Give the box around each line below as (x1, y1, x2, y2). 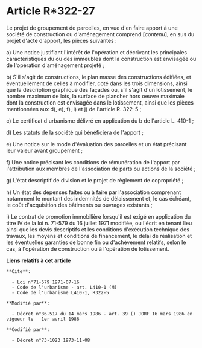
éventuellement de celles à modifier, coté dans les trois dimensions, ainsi (6, 80, 188, 87)
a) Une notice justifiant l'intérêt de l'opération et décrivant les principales (6, 48, 188, 56)
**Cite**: (6, 268, 31, 274)
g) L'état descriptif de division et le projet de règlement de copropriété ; (6, 176, 184, 184)
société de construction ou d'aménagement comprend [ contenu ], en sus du (6, 30, 195, 37)
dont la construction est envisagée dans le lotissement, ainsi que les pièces (6, 98, 194, 106)
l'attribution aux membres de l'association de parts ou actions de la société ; (6, 165, 196, 172)
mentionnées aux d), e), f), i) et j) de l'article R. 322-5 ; (6, 105, 142, 112)
